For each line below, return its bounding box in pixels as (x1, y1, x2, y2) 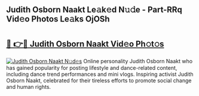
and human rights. (6, 83, 51, 90)
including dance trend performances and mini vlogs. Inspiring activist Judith (6, 71, 194, 78)
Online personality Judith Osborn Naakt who (83, 58, 193, 64)
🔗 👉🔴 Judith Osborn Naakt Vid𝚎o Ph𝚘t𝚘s (6, 39, 164, 49)
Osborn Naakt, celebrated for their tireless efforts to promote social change (6, 77, 192, 84)
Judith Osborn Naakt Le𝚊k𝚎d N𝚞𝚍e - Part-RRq (6, 5, 182, 15)
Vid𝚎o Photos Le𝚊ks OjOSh (6, 14, 110, 24)
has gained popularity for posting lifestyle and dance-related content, (6, 64, 177, 71)
